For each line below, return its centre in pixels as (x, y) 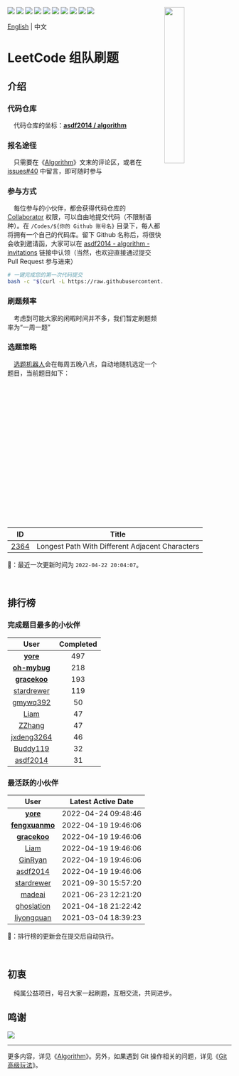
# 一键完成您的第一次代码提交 (45, 275)
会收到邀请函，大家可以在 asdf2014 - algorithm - (79, 244)
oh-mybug (32, 668)
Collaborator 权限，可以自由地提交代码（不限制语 (79, 217)
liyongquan (33, 917)
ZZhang (32, 725)
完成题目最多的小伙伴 (44, 625)
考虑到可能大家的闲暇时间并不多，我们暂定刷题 (82, 318)
